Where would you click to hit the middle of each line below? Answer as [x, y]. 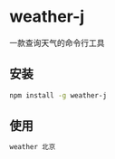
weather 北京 [33, 147]
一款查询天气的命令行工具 [57, 42]
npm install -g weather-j [58, 95]
